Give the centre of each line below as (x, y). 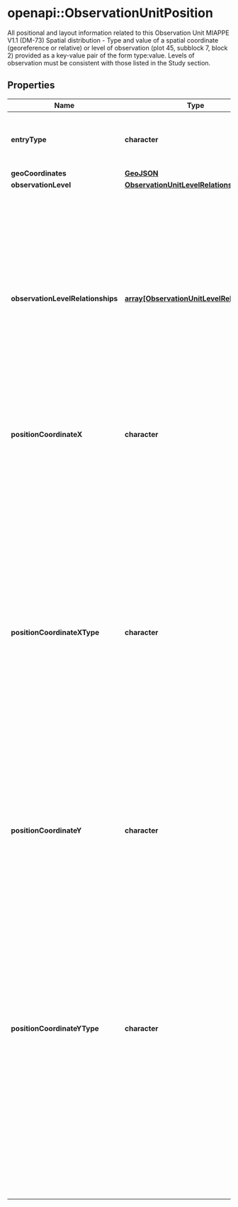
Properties (31, 86)
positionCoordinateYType (55, 1028)
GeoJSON (142, 173)
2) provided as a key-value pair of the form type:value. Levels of (101, 55)
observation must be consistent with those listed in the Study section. (109, 63)
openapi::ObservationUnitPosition (110, 13)
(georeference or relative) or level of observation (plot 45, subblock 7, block (118, 48)
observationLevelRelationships (64, 298)
